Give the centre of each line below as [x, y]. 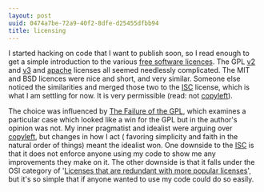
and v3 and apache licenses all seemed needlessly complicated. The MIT [129, 70]
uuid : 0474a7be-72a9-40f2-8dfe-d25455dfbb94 [84, 23]
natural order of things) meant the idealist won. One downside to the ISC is [131, 146]
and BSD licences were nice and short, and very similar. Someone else [124, 79]
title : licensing [37, 30]
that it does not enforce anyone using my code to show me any [112, 154]
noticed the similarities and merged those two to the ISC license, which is [129, 87]
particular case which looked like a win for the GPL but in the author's [123, 120]
